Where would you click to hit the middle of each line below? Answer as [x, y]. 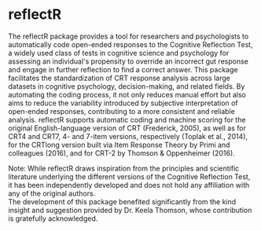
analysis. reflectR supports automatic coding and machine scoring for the [127, 119]
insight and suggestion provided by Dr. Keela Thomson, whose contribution [130, 210]
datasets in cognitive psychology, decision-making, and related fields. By [127, 86]
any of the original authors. [52, 193]
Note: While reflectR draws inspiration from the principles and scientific [124, 168]
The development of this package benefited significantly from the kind [122, 201]
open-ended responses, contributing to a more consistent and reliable [122, 111]
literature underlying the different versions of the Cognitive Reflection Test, [129, 176]
